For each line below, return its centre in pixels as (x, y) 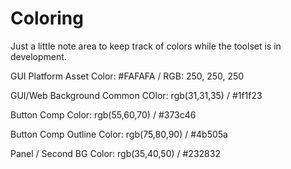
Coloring (47, 18)
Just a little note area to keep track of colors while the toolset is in (146, 46)
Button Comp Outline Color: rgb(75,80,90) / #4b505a (119, 134)
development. (38, 56)
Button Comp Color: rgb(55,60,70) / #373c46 (103, 114)
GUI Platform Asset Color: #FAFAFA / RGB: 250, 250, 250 (127, 76)
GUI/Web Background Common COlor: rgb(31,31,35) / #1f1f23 (136, 95)
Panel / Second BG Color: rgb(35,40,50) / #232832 (115, 153)
